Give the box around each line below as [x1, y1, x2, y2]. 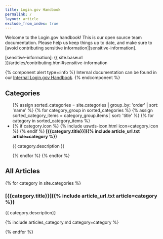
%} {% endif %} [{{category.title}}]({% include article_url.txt [12, 128, 140, 134]
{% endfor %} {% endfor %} [12, 153, 70, 159]
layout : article [5, 16, 39, 21]
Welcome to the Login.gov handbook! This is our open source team [5, 35, 142, 40]
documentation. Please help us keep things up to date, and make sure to [5, 40, 153, 46]
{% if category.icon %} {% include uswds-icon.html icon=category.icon [12, 123, 159, 129]
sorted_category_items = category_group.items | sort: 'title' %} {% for [12, 113, 154, 119]
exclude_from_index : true [5, 21, 58, 26]
